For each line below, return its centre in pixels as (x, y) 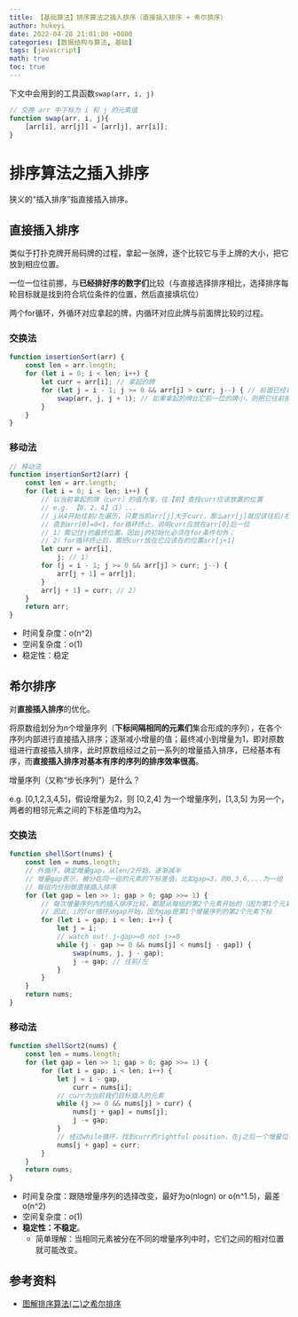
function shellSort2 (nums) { (63, 1046)
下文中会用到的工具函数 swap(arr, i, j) (82, 93)
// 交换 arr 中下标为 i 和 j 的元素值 (74, 110)
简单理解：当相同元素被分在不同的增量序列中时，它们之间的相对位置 (160, 1239)
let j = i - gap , (89, 1079)
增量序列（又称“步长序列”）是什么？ (75, 780)
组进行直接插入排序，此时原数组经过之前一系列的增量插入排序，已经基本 (141, 750)
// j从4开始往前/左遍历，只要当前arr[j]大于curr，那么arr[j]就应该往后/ (163, 516)
